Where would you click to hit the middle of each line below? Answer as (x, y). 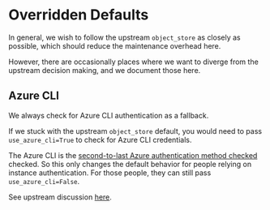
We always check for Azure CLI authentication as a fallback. (109, 115)
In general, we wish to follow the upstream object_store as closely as (124, 37)
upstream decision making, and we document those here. (105, 70)
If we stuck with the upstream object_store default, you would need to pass (135, 131)
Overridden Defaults (79, 15)
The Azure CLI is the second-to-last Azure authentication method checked (133, 155)
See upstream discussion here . (60, 197)
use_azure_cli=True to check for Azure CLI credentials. (100, 139)
